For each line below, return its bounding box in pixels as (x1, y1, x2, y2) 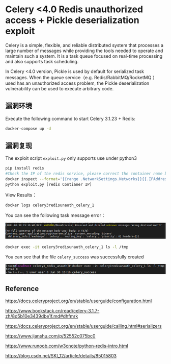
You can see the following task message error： (5, 212, 106, 218)
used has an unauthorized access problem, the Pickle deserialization (5, 80, 150, 86)
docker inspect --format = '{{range (5, 177, 79, 182)
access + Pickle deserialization (5, 14, 139, 26)
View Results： (5, 191, 37, 198)
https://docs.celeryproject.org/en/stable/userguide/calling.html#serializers (5, 323, 162, 329)
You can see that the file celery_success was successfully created (5, 254, 144, 260)
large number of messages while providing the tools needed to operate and (5, 47, 163, 54)
